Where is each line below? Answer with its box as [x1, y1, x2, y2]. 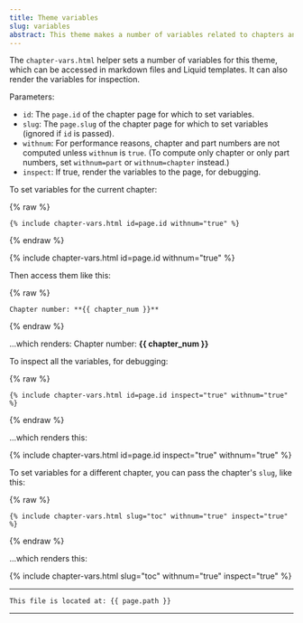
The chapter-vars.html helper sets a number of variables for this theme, [9, 55, 278, 66]
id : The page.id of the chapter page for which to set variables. [22, 109, 255, 120]
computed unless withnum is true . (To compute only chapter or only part [22, 147, 290, 158]
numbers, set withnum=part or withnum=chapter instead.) [22, 157, 230, 168]
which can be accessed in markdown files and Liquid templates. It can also [9, 64, 289, 75]
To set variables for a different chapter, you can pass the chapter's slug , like [9, 467, 293, 478]
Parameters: [9, 91, 55, 102]
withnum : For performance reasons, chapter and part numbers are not [22, 137, 280, 149]
